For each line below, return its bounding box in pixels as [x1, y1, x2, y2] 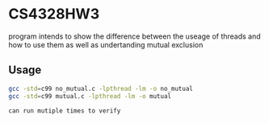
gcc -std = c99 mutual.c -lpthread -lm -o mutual [8, 92, 172, 100]
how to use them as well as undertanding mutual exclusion [8, 39, 204, 49]
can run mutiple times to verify [8, 106, 121, 115]
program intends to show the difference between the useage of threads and [8, 31, 261, 41]
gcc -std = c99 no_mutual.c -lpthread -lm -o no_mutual [8, 84, 194, 92]
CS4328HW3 [8, 5, 99, 23]
